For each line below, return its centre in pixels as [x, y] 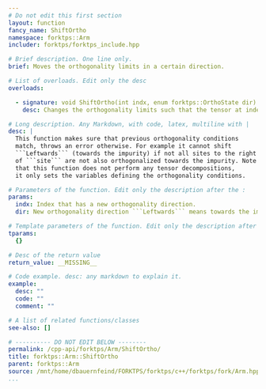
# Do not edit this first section [65, 15]
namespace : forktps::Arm [49, 38]
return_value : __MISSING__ [53, 262]
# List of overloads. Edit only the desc [78, 81]
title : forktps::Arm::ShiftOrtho [63, 357]
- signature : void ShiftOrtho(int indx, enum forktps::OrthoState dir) [136, 102]
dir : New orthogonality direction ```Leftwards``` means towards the [132, 212]
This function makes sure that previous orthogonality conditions [127, 139]
